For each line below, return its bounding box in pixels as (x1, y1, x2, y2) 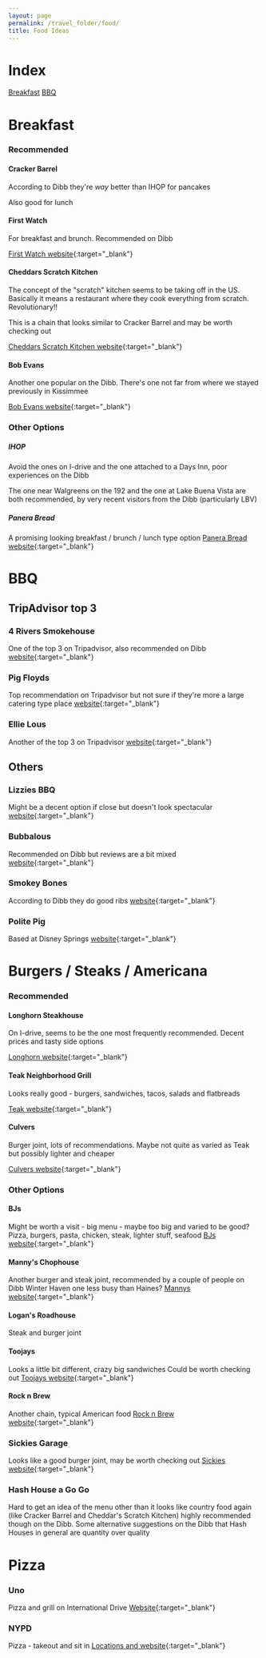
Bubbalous (8, 831, 52, 842)
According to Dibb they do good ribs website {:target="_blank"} (8, 895, 216, 905)
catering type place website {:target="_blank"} (8, 698, 160, 709)
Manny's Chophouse (8, 1257, 80, 1266)
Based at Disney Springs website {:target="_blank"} (8, 934, 177, 944)
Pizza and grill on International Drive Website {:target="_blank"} (8, 1603, 216, 1612)
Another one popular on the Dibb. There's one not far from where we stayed (8, 378, 259, 388)
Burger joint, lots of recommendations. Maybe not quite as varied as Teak (8, 1140, 250, 1149)
